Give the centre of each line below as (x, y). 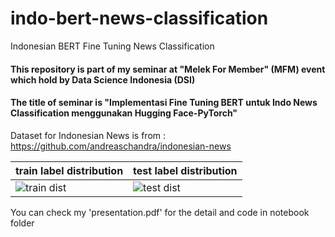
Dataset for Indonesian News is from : (88, 135)
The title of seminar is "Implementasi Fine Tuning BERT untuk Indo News (164, 103)
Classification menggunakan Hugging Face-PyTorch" (124, 113)
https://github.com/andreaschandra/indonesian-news (121, 146)
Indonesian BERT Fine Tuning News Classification (112, 46)
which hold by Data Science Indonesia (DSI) (103, 79)
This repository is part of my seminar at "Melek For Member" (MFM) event (168, 69)
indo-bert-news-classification (139, 18)
